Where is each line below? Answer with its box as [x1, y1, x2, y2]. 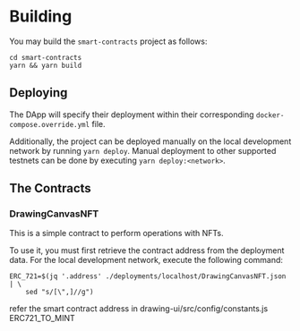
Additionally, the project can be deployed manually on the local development [9, 136, 292, 147]
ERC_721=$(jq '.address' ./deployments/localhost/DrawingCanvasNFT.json [9, 272, 287, 281]
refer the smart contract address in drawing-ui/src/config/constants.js [9, 303, 269, 314]
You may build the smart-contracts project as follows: [9, 36, 208, 47]
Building [9, 6, 73, 27]
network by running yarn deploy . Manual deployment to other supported [9, 145, 277, 156]
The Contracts [9, 181, 91, 196]
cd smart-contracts [9, 53, 82, 62]
